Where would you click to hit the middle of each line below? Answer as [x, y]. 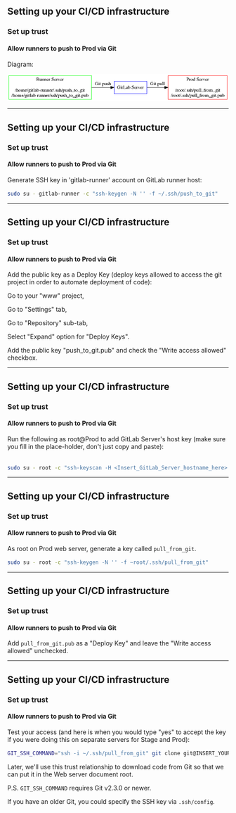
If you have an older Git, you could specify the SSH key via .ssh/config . [111, 801]
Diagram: [20, 64]
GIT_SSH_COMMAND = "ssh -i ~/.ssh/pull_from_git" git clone [94, 753]
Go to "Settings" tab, [37, 310]
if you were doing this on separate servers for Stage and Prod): [99, 739]
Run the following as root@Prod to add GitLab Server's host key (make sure [117, 439]
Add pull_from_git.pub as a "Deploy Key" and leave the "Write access [109, 643]
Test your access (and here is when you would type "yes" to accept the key [117, 732]
